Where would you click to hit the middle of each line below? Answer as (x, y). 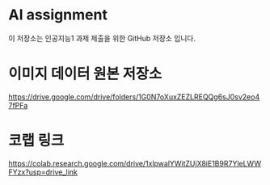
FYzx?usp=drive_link (43, 172)
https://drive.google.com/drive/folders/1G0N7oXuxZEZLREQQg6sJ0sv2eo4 (134, 97)
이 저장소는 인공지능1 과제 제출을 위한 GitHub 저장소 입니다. (102, 38)
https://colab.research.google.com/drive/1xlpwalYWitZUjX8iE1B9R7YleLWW (135, 163)
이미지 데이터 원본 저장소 (85, 74)
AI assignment (58, 15)
